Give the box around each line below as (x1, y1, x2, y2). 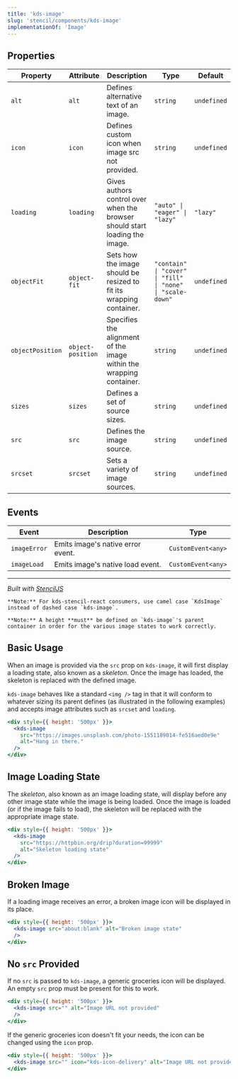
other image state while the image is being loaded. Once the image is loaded (7, 797, 231, 806)
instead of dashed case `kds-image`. (7, 604, 119, 611)
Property (21, 71, 52, 81)
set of (106, 397, 126, 407)
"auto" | (154, 201, 184, 210)
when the (106, 203, 138, 213)
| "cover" (154, 267, 188, 275)
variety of (106, 465, 139, 475)
